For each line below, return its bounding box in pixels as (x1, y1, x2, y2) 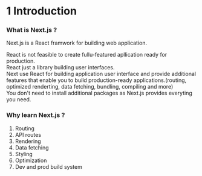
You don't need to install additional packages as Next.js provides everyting (6, 89, 192, 97)
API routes (15, 131, 41, 138)
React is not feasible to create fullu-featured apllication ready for (6, 51, 168, 58)
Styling (15, 150, 33, 157)
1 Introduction (6, 4, 77, 18)
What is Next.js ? (6, 26, 57, 34)
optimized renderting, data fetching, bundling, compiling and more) (6, 83, 174, 90)
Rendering (15, 137, 41, 145)
